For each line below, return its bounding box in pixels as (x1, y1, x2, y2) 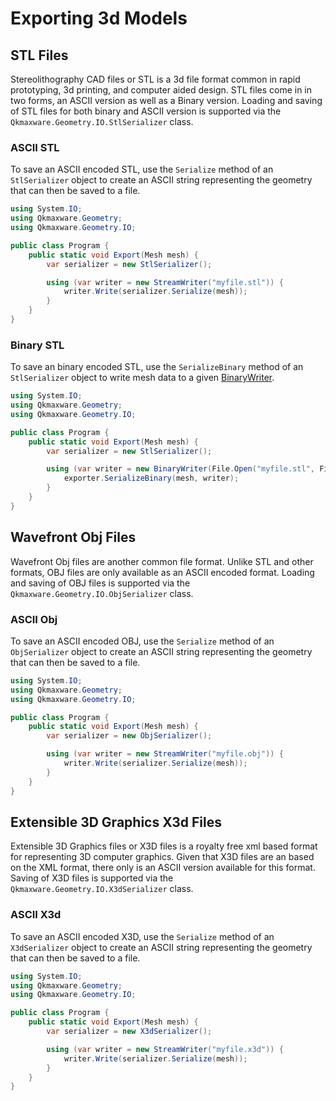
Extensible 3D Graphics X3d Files (10, 813, 222, 831)
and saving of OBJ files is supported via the (10, 577, 191, 589)
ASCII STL (10, 140, 60, 154)
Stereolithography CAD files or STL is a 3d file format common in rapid (10, 73, 301, 85)
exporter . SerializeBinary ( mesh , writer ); (63, 473, 240, 484)
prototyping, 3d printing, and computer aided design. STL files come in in (10, 84, 313, 96)
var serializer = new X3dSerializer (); (46, 1027, 213, 1037)
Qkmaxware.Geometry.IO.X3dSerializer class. (10, 883, 194, 895)
